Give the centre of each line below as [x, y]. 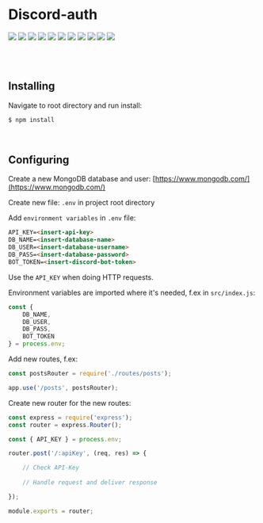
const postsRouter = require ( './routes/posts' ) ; [90, 374]
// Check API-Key [51, 468]
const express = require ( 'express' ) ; [71, 418]
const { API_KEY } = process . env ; [65, 439]
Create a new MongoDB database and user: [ [82, 179]
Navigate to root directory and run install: [75, 105]
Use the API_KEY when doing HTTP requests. [81, 277]
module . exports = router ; [51, 511]
